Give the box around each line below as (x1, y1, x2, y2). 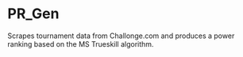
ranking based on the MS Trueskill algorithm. (7, 39, 154, 48)
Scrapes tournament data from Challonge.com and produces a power (7, 31, 235, 40)
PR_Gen (7, 5, 60, 23)
